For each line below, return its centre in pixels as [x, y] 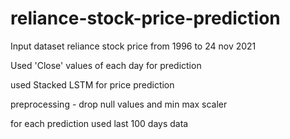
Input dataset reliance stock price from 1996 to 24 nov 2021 [133, 46]
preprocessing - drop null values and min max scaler [119, 104]
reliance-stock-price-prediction [145, 18]
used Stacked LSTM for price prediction [92, 84]
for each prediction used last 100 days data [99, 123]
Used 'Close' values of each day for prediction [106, 65]
